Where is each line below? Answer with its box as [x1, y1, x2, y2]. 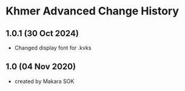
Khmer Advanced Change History [5, 4, 180, 18]
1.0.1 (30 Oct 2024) [5, 28, 79, 39]
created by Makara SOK [14, 77, 75, 85]
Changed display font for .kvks [14, 44, 92, 51]
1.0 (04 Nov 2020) [5, 61, 76, 72]
